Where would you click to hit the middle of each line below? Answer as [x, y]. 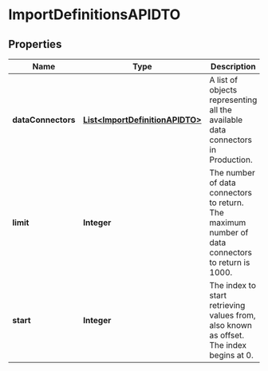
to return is [230, 262]
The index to [233, 285]
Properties [35, 44]
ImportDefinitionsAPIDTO [95, 15]
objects [223, 90]
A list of [223, 80]
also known [231, 325]
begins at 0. [231, 355]
